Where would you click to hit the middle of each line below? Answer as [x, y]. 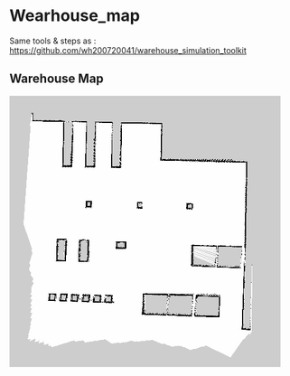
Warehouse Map [56, 79]
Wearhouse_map [75, 16]
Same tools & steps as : [53, 41]
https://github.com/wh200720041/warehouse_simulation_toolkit [128, 50]
